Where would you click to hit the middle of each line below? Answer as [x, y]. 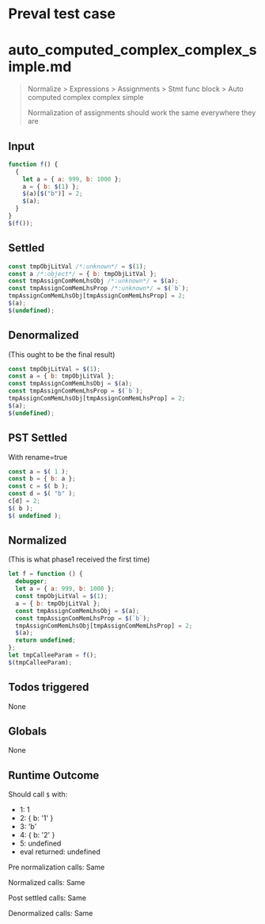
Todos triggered [49, 687]
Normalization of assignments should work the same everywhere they [142, 113]
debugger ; [31, 581]
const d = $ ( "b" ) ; [42, 494]
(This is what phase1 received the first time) [79, 559]
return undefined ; [46, 640]
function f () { [33, 164]
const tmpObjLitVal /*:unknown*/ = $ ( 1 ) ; [78, 266]
